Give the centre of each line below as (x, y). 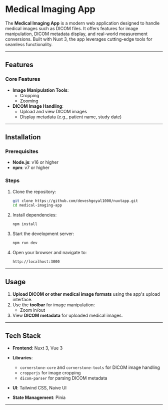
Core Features (23, 79)
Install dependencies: (34, 215)
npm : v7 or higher (31, 168)
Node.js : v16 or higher (35, 162)
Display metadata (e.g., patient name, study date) (71, 117)
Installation (23, 137)
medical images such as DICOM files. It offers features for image (72, 28)
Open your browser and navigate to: (49, 253)
